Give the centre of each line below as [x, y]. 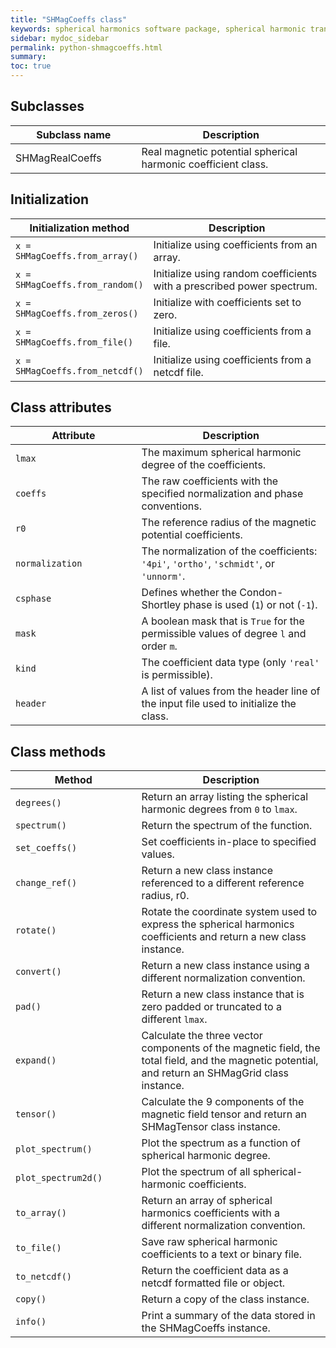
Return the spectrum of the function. [227, 826]
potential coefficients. [192, 535]
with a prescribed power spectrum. [235, 286]
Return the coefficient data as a [215, 1271]
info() [31, 1322]
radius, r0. [165, 896]
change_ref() [46, 883]
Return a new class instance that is [223, 994]
